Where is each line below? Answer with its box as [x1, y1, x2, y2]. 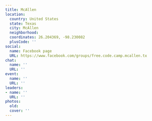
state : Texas [9, 21, 37, 26]
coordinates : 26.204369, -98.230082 [9, 35, 85, 40]
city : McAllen [9, 26, 39, 31]
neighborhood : [9, 30, 39, 35]
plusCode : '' [9, 40, 37, 44]
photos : [5, 99, 21, 104]
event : [5, 72, 19, 77]
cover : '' [9, 108, 30, 114]
